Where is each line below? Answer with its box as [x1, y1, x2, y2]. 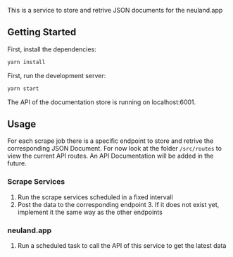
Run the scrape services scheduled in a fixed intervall [17, 193, 174, 201]
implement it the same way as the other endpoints [17, 208, 163, 216]
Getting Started [7, 26, 77, 38]
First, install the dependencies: [7, 45, 96, 54]
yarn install [7, 58, 46, 65]
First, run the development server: [7, 71, 106, 80]
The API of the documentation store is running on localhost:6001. [7, 98, 196, 106]
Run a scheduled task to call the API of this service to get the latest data [17, 241, 227, 249]
